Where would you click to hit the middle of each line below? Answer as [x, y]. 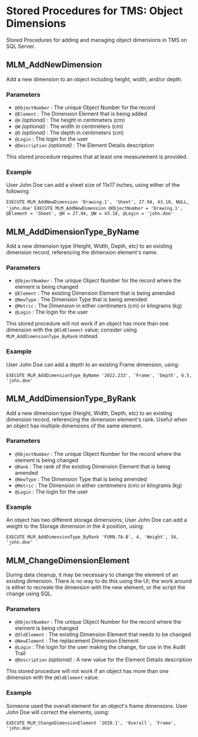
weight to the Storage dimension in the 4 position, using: [75, 527]
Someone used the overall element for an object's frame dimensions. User [97, 706]
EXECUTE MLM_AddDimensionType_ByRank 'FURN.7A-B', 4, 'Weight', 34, [92, 537]
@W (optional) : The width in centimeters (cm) [69, 126]
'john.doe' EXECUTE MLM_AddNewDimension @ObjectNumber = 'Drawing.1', [95, 209]
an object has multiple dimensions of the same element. [74, 426]
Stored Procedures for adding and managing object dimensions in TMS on [97, 40]
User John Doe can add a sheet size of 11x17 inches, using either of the [93, 185]
